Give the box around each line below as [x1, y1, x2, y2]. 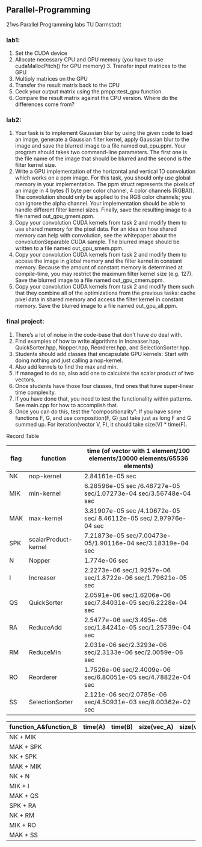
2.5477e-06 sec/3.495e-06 [84, 616, 167, 624]
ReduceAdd [29, 623, 62, 631]
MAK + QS [9, 792, 39, 800]
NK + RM [9, 811, 35, 819]
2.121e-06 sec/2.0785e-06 [84, 690, 167, 698]
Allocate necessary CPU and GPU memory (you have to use [14, 56, 164, 63]
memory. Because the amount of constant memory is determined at [14, 264, 183, 271]
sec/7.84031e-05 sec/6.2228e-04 [84, 598, 188, 607]
